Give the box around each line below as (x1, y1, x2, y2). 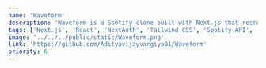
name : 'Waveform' (8, 11, 66, 20)
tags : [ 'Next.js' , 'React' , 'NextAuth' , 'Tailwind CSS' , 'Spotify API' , (8, 26, 253, 34)
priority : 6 (8, 48, 47, 55)
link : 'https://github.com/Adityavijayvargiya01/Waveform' (8, 41, 207, 48)
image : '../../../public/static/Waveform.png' (8, 33, 165, 41)
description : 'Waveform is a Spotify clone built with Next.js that (8, 19, 239, 27)
